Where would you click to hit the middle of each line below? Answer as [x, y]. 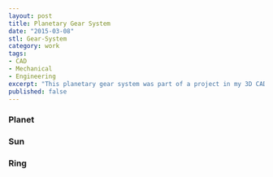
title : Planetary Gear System [60, 24]
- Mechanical [30, 69]
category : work [34, 46]
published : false [38, 91]
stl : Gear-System [38, 39]
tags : [17, 54]
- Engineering [32, 76]
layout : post [30, 16]
